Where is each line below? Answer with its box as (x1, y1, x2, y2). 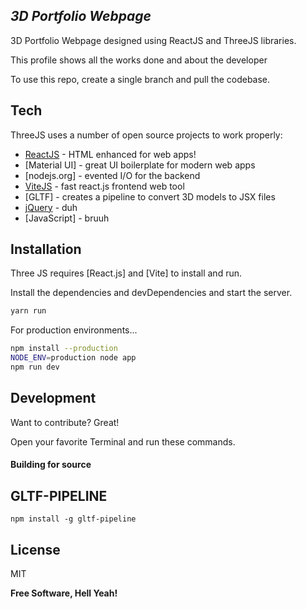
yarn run (10, 306, 47, 316)
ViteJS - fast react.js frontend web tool (24, 180, 185, 192)
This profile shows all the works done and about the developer (10, 54, 268, 66)
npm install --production (10, 344, 118, 354)
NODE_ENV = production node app (10, 353, 137, 363)
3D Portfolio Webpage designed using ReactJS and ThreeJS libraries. (10, 34, 297, 46)
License (10, 541, 61, 558)
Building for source (10, 459, 92, 471)
